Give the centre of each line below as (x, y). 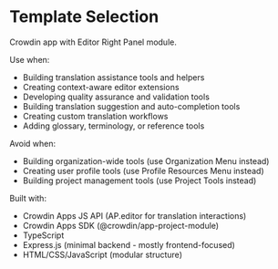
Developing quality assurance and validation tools (116, 97)
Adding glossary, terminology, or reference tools (113, 126)
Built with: (28, 198)
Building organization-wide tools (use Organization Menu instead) (146, 160)
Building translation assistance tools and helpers (113, 77)
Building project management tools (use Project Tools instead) (139, 181)
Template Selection (84, 17)
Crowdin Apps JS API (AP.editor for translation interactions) (134, 215)
